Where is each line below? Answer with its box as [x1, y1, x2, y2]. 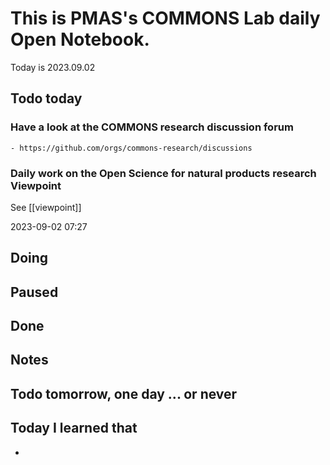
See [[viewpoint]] [10, 201, 82, 213]
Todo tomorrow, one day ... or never [10, 385, 238, 402]
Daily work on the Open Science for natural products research [10, 166, 317, 180]
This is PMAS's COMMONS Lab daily [10, 7, 321, 30]
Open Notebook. [10, 28, 150, 51]
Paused [10, 283, 59, 301]
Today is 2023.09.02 [10, 61, 96, 73]
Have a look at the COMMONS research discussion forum [10, 120, 294, 134]
